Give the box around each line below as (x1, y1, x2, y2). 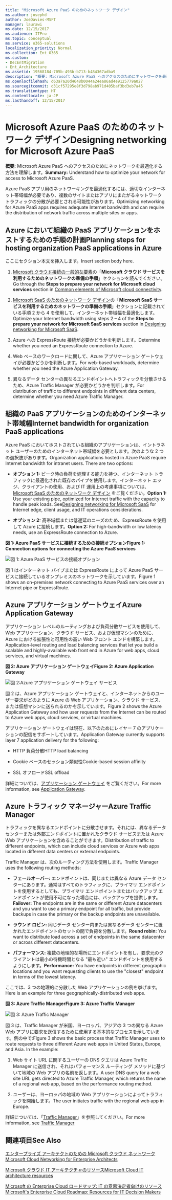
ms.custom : (5, 55, 29, 60)
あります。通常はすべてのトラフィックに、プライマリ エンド (26, 882, 153, 888)
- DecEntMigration (5, 60, 45, 65)
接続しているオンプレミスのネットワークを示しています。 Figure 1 (18, 573, 156, 580)
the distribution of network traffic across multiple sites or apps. (5, 210, 138, 216)
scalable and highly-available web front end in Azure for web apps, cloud (5, 647, 160, 653)
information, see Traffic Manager (5, 1120, 75, 1126)
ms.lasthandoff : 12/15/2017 (5, 98, 66, 103)
